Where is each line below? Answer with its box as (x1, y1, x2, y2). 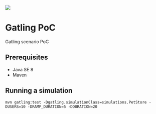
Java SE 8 (12, 66, 34, 72)
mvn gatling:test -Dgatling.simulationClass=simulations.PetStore (5, 99, 147, 105)
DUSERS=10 (5, 104, 26, 109)
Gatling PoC (5, 22, 56, 34)
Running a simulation (5, 86, 73, 95)
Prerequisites (5, 53, 48, 62)
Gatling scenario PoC (5, 38, 49, 45)
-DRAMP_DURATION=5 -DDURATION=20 (27, 104, 98, 109)
